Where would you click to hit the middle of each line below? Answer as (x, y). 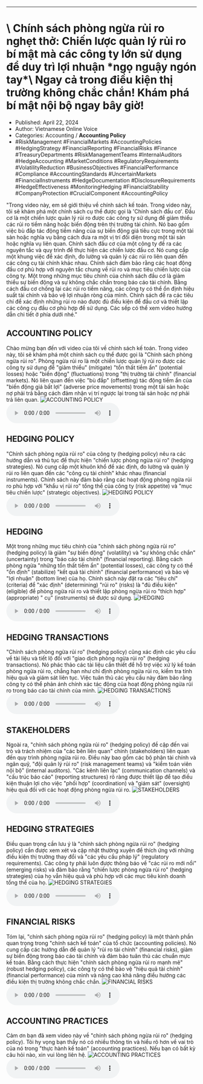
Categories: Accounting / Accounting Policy (70, 135)
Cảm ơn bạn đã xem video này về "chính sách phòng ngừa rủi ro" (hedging (99, 1036)
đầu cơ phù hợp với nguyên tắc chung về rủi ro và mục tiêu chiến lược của (98, 269)
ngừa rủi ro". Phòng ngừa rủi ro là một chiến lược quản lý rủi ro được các (96, 361)
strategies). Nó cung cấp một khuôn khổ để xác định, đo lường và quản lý (98, 467)
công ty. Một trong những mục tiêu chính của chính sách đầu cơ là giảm (96, 276)
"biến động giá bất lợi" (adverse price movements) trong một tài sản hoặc (98, 387)
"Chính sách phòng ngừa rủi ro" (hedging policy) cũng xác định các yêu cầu (101, 652)
